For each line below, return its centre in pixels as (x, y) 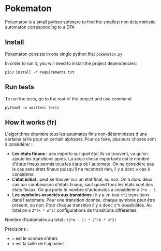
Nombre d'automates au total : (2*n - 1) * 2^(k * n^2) (61, 220)
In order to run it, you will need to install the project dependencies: (71, 63)
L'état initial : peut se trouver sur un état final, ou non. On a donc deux (82, 179)
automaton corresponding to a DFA (40, 27)
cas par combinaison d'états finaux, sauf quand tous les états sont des (82, 185)
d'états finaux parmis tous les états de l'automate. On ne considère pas (83, 164)
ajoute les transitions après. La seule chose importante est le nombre (81, 159)
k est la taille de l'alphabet (38, 244)
